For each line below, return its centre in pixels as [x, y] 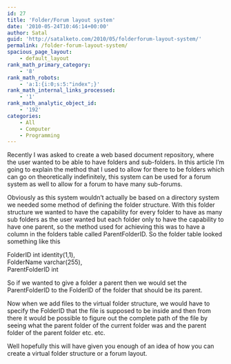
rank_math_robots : [33, 78]
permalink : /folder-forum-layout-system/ [68, 45]
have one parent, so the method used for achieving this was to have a [106, 227]
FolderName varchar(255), [45, 262]
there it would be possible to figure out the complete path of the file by [108, 318]
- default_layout [44, 59]
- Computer [35, 129]
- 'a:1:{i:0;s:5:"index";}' [60, 84]
